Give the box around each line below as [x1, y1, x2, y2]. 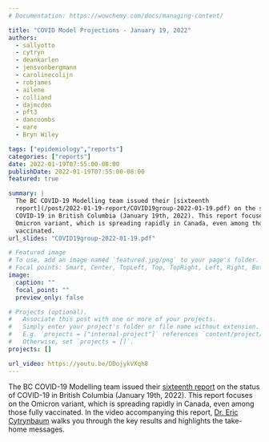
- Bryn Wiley [15, 131, 59, 139]
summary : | [8, 189, 45, 197]
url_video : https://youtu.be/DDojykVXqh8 [8, 359, 149, 367]
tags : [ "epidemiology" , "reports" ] [8, 145, 124, 153]
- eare [15, 124, 38, 132]
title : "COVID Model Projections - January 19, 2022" [8, 26, 192, 34]
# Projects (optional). [8, 308, 88, 316]
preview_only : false [15, 294, 84, 302]
